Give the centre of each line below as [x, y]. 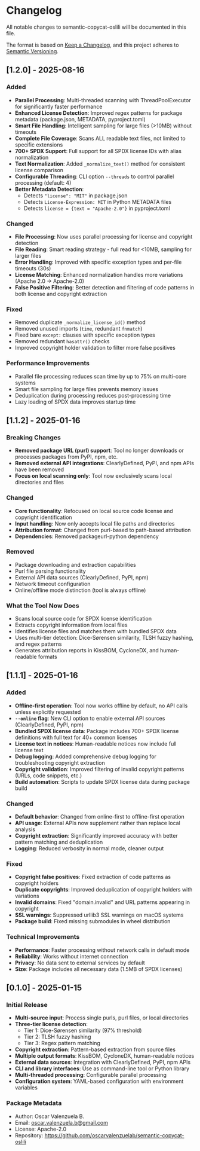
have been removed [39, 469]
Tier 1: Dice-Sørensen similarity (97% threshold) [83, 1031]
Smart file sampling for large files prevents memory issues [87, 389]
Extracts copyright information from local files [71, 625]
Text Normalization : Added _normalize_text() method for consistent [100, 164]
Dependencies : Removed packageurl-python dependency [87, 536]
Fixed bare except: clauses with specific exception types [85, 335]
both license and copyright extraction [61, 294]
